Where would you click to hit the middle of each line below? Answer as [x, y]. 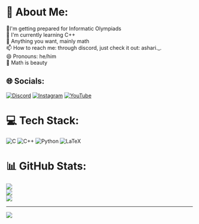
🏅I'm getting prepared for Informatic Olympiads [64, 28]
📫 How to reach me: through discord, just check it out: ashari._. [84, 47]
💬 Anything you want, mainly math [48, 41]
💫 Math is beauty [27, 62]
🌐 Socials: [25, 81]
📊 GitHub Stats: [46, 166]
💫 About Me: [37, 12]
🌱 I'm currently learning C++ [41, 34]
